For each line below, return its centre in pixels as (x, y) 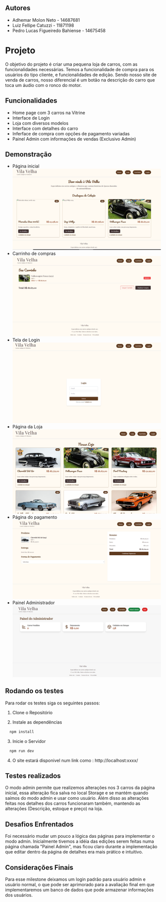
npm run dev (22, 751)
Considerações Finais (39, 867)
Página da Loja (27, 426)
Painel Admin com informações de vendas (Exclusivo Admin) (74, 139)
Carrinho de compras (34, 253)
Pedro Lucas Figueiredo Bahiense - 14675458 (59, 30)
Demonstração (28, 154)
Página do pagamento (35, 517)
